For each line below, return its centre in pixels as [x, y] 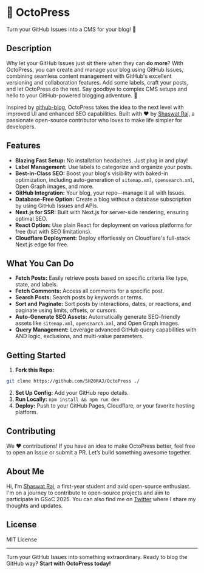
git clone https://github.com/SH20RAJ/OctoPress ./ [73, 381]
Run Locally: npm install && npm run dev [67, 399]
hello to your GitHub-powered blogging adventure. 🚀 [72, 95]
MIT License [22, 539]
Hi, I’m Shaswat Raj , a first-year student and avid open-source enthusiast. [99, 486]
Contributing [31, 431]
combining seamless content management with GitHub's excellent [89, 76]
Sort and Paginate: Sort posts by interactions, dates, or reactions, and [103, 304]
